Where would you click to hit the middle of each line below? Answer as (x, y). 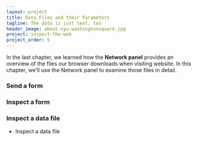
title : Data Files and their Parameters (58, 18)
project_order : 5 (28, 40)
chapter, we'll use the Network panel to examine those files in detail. (92, 70)
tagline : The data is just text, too (54, 23)
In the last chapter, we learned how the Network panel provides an (90, 57)
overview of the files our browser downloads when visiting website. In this (99, 64)
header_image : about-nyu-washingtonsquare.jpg (66, 29)
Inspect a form (28, 102)
